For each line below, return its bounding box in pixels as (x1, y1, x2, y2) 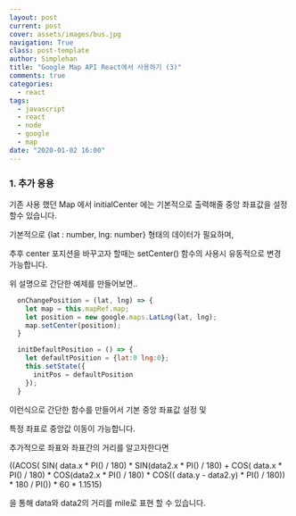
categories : (9, 79, 53, 88)
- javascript (17, 104, 66, 113)
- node (17, 121, 42, 130)
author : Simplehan (9, 54, 78, 63)
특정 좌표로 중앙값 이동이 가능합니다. (9, 423, 136, 434)
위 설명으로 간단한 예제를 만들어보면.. (9, 278, 138, 288)
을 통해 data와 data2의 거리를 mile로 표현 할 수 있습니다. (9, 497, 207, 508)
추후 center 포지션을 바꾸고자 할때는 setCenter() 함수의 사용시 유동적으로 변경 (9, 247, 282, 259)
